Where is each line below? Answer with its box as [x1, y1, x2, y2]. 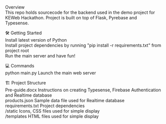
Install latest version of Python [5, 37, 67, 43]
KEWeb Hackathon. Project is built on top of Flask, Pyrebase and [5, 15, 137, 20]
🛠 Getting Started [5, 30, 42, 36]
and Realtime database [5, 92, 52, 98]
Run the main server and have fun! [5, 53, 76, 59]
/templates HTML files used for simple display [5, 114, 99, 119]
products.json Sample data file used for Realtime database [5, 98, 125, 103]
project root [5, 48, 29, 54]
